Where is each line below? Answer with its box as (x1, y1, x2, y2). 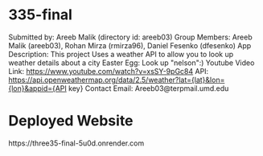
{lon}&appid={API (8, 83, 67, 93)
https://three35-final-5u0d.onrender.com (8, 138, 145, 148)
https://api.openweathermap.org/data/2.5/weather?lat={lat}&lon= (8, 75, 225, 84)
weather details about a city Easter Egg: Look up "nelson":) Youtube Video (8, 58, 255, 68)
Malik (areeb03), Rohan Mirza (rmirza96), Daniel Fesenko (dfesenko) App (8, 40, 252, 50)
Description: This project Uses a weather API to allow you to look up (8, 49, 234, 59)
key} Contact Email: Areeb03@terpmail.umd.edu (68, 83, 229, 93)
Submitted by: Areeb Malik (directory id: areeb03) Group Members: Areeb (8, 32, 253, 42)
